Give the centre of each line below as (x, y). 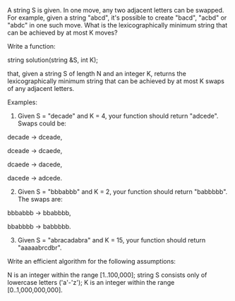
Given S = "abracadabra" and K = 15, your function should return (112, 240)
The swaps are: (40, 199)
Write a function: (31, 46)
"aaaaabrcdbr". (40, 247)
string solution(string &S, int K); (53, 60)
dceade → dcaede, (35, 150)
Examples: (22, 102)
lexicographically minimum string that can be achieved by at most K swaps (116, 81)
